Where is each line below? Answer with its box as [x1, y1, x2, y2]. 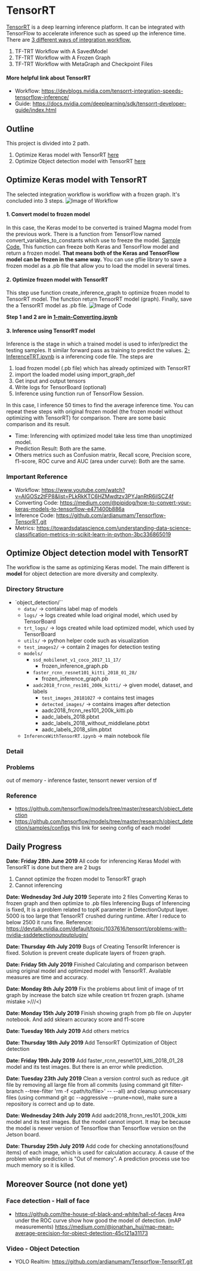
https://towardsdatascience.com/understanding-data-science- [36, 524, 191, 531]
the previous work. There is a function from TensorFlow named [6, 230, 161, 237]
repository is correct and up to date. [6, 1101, 95, 1108]
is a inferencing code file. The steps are [56, 353, 153, 360]
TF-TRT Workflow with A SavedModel [14, 47, 108, 54]
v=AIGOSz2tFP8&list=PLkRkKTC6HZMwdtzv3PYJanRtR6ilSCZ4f [14, 493, 174, 500]
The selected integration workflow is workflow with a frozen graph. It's [6, 191, 180, 198]
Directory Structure [6, 585, 64, 594]
